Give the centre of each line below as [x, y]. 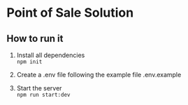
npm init [29, 62]
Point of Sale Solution [70, 13]
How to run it [35, 39]
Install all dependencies [51, 55]
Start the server [39, 88]
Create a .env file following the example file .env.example [99, 75]
